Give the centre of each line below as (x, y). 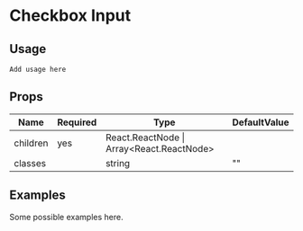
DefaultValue (261, 122)
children (31, 143)
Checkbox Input (70, 16)
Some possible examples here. (66, 217)
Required (77, 122)
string (118, 163)
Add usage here (38, 69)
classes (30, 163)
